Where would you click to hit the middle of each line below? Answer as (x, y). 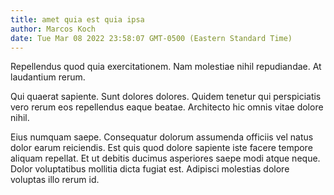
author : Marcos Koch (53, 29)
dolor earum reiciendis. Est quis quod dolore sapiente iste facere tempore (161, 148)
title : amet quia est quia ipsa (77, 19)
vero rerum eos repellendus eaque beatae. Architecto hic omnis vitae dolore (167, 107)
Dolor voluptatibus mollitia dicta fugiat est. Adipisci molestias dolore (150, 169)
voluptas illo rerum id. (55, 180)
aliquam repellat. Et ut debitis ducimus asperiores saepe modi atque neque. (165, 158)
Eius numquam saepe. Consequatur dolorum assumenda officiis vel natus (162, 137)
